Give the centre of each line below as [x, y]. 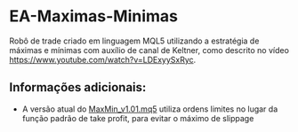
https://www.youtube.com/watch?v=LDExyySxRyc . [103, 59]
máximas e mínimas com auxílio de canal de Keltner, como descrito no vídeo [149, 50]
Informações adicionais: [78, 87]
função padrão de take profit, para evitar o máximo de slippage [138, 118]
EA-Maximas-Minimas [94, 16]
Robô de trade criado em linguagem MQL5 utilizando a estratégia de [134, 41]
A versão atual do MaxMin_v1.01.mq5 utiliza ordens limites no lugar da [150, 109]
